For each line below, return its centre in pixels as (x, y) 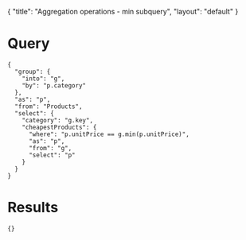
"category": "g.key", (57, 120)
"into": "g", (43, 79)
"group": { (33, 72)
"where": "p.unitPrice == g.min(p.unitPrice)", (109, 134)
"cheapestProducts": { (59, 127)
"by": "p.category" (54, 85)
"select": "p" (52, 155)
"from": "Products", (49, 106)
